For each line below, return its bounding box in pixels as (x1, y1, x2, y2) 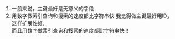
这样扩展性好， (11, 20, 48, 26)
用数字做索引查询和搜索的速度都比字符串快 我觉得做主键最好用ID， (11, 12, 173, 19)
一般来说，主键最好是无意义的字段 (11, 5, 94, 12)
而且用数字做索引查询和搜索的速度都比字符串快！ (11, 27, 130, 34)
